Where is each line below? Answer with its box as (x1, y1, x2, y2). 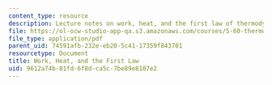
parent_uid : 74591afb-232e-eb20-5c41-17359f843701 (8, 42, 183, 50)
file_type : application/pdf (8, 34, 104, 43)
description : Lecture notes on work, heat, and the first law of (8, 19, 233, 28)
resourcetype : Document (8, 49, 89, 57)
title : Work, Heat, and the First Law (8, 57, 139, 66)
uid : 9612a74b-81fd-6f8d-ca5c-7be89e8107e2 (8, 65, 158, 73)
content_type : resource (8, 11, 89, 20)
